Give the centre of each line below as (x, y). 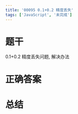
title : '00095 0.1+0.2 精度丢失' (40, 10)
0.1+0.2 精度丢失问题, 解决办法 (37, 57)
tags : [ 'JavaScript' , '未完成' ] (39, 15)
